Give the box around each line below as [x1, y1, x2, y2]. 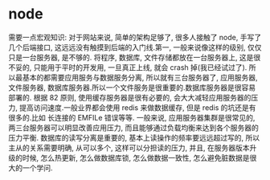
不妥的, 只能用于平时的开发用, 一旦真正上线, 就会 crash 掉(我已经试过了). [8, 62, 247, 72]
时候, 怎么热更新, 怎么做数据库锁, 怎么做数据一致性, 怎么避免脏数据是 [22, 153, 250, 162]
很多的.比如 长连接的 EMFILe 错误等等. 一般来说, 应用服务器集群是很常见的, [8, 112, 256, 122]
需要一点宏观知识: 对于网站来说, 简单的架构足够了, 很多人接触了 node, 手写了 [8, 32, 262, 42]
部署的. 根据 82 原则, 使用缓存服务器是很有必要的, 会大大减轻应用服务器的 [8, 92, 252, 102]
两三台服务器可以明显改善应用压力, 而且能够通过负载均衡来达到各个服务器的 [8, 122, 259, 133]
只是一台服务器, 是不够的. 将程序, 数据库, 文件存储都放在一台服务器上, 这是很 [8, 52, 261, 62]
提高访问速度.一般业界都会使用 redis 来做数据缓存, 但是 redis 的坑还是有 [18, 102, 256, 112]
